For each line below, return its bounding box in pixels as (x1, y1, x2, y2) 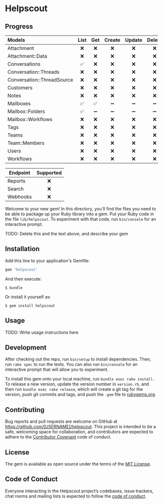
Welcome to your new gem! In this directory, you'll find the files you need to (5, 206, 156, 211)
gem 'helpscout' (5, 267, 38, 272)
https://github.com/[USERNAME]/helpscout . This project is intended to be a (5, 424, 156, 430)
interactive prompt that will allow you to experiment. (5, 366, 109, 372)
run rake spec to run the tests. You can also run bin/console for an (5, 362, 138, 367)
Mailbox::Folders (7, 108, 45, 115)
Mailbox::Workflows (7, 116, 52, 122)
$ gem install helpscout (5, 303, 55, 308)
